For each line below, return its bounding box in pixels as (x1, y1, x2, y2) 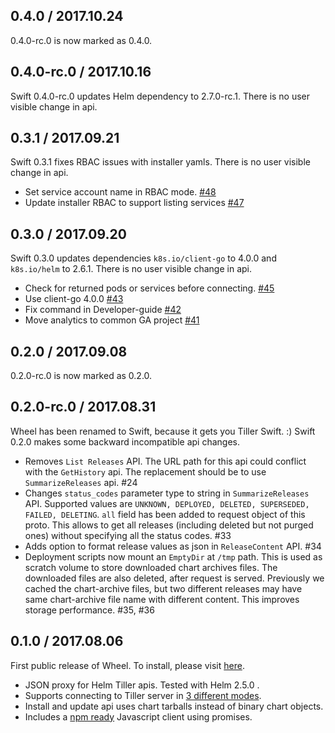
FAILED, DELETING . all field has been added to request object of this (24, 508, 306, 520)
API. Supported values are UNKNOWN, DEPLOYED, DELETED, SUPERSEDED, (24, 497, 310, 509)
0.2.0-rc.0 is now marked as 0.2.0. (10, 370, 153, 382)
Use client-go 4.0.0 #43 (24, 293, 124, 305)
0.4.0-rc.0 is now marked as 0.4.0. (10, 34, 153, 46)
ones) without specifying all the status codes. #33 (24, 529, 232, 541)
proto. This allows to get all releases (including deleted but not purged (24, 519, 314, 531)
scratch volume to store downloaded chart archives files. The (24, 561, 278, 573)
